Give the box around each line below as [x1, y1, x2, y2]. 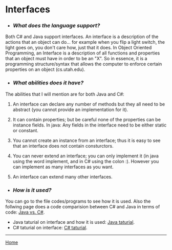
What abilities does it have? [12, 79, 84, 86]
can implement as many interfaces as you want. [12, 164, 114, 170]
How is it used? [12, 186, 52, 193]
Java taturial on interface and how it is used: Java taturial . [12, 219, 135, 225]
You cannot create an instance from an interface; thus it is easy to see [12, 137, 161, 144]
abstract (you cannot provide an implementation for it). [12, 106, 128, 113]
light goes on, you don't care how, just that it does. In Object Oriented [5, 45, 152, 51]
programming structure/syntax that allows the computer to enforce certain [5, 61, 162, 67]
